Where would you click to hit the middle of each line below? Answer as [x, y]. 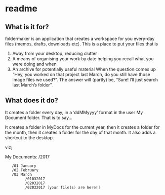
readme [21, 9]
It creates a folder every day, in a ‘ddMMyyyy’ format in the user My [74, 112]
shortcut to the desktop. [30, 137]
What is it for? [27, 27]
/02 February [25, 170]
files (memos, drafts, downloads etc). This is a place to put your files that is [82, 44]
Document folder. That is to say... [39, 117]
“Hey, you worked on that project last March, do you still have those [81, 74]
